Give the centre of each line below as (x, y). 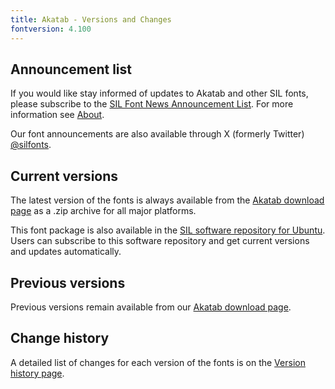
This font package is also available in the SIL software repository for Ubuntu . (168, 230)
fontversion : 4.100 (51, 29)
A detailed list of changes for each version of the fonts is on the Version (158, 362)
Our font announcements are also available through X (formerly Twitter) (157, 134)
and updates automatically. (66, 252)
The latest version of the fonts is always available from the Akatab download (167, 200)
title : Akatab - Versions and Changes (91, 19)
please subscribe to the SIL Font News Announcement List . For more (152, 104)
